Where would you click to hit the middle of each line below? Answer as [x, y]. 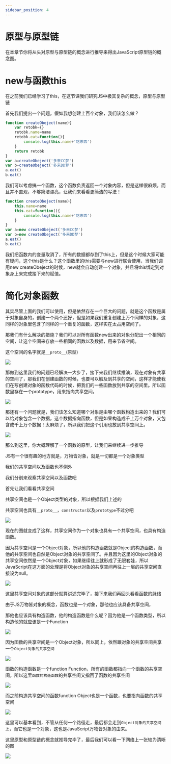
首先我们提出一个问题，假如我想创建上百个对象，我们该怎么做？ [72, 113]
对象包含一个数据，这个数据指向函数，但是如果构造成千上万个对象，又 [88, 418]
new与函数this [36, 81]
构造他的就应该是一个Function [37, 621]
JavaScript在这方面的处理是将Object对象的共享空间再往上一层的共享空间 [81, 567]
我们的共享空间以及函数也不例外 [39, 467]
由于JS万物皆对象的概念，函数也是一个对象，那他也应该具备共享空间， [79, 604]
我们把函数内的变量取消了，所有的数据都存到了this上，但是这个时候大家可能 [85, 254]
